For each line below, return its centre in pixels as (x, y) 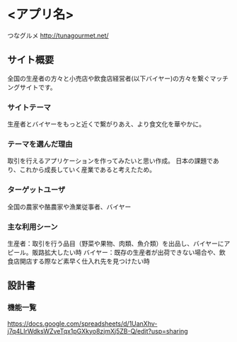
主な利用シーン (33, 227)
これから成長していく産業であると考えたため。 (87, 170)
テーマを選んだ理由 (40, 144)
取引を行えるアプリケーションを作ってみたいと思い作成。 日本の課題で (110, 161)
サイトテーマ (29, 107)
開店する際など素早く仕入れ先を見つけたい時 (85, 261)
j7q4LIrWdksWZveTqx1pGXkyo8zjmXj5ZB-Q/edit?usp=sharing (98, 331)
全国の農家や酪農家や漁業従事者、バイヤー (69, 207)
